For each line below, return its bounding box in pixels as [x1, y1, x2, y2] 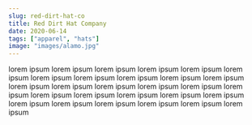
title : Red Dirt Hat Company [8, 19, 107, 28]
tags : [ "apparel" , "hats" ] [8, 34, 100, 43]
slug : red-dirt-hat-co [8, 11, 85, 20]
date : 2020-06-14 [8, 27, 67, 35]
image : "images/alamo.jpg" [8, 42, 100, 50]
